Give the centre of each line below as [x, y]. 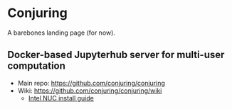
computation [37, 66]
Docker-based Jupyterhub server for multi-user [116, 55]
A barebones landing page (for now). [62, 33]
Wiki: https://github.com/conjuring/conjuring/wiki [90, 91]
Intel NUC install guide [61, 98]
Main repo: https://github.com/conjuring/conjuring [91, 83]
